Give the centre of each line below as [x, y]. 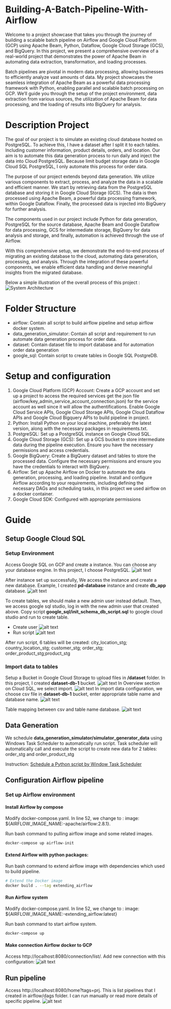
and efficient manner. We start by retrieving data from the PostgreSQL [79, 187]
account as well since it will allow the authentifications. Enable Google [86, 406]
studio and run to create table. [37, 617]
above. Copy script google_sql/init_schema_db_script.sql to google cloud [84, 611]
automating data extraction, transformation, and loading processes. [76, 61]
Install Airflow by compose [34, 807]
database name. [22, 699]
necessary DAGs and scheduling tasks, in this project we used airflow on [89, 488]
